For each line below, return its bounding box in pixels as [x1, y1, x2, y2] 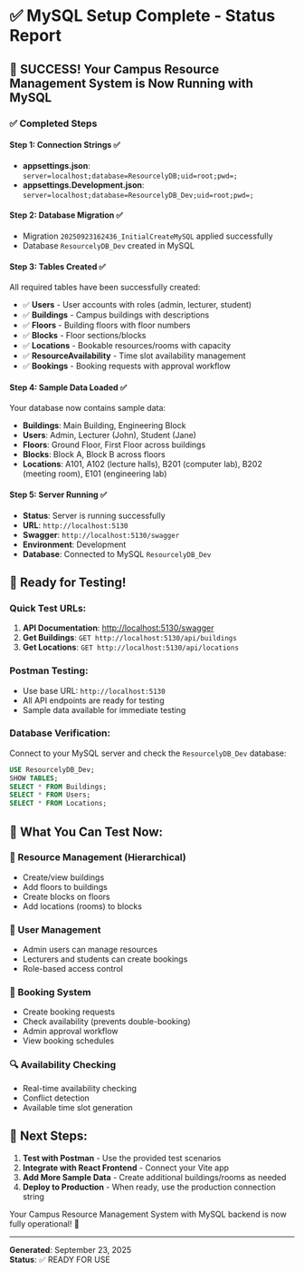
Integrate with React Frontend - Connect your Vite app [22, 1162, 229, 1173]
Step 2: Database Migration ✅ [9, 210, 124, 220]
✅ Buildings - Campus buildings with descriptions [22, 309, 210, 320]
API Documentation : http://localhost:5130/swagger [22, 622, 214, 633]
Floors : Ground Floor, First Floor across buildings [22, 439, 206, 450]
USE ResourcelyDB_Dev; [9, 765, 95, 774]
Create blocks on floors [22, 891, 110, 902]
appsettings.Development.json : [22, 179, 145, 191]
